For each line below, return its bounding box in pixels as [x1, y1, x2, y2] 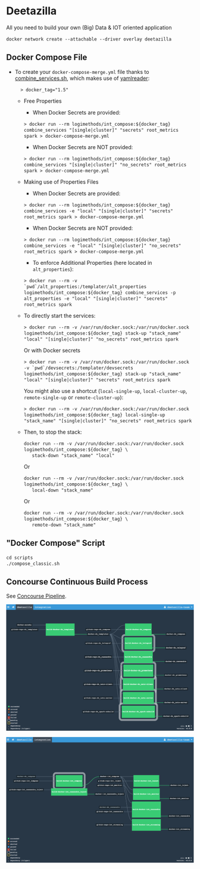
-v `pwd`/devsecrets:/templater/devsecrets [23, 365, 134, 371]
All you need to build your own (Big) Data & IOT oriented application [6, 24, 172, 31]
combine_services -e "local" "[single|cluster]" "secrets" [23, 208, 174, 214]
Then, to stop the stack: [23, 428, 82, 435]
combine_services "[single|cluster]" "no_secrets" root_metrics [23, 162, 187, 168]
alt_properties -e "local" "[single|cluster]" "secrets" [23, 295, 168, 302]
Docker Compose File [6, 52, 87, 63]
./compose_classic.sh [6, 561, 60, 567]
